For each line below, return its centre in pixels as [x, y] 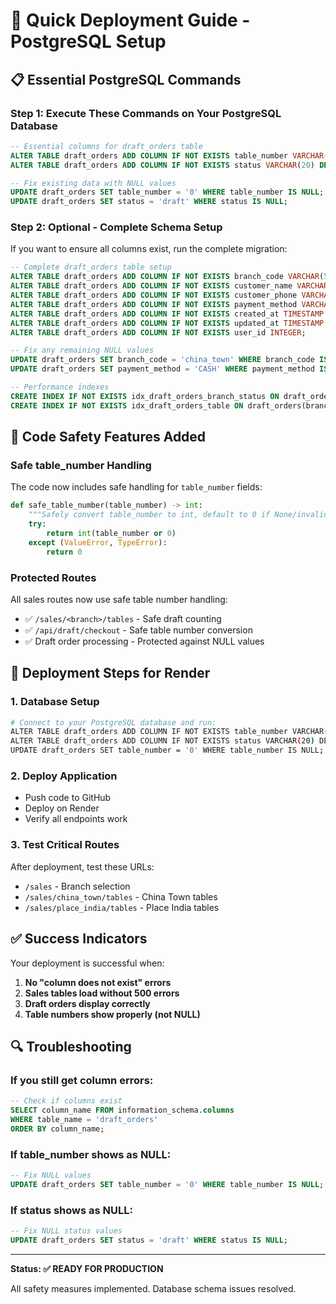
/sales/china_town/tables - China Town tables [121, 896]
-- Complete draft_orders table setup [91, 267]
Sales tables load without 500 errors [102, 993]
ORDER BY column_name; [57, 1129]
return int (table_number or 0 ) [111, 533]
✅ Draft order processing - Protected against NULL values [144, 641]
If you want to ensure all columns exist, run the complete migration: [149, 249]
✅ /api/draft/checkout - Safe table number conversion [138, 630]
